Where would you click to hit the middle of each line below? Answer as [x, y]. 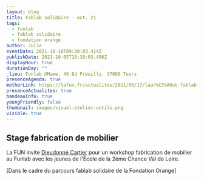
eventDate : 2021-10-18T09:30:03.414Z [54, 52]
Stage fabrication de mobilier [63, 138]
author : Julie [24, 46]
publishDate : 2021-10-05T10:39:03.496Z [57, 57]
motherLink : [21, 85]
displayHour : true [29, 62]
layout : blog [23, 12]
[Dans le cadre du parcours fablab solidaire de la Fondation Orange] [91, 171]
